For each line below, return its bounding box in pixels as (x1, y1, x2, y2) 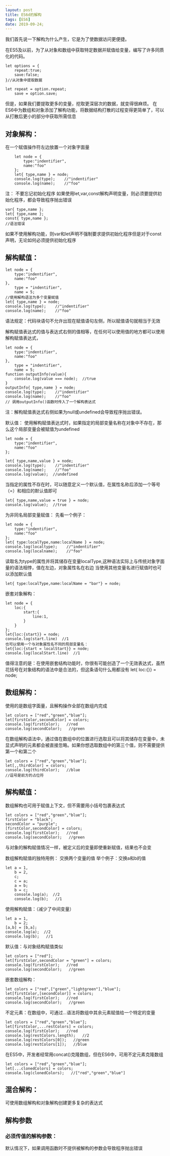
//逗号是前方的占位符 (5, 773, 44, 778)
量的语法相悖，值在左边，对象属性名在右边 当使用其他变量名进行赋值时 (5, 565, 153, 571)
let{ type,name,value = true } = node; (5, 497, 90, 503)
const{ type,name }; (5, 216, 49, 221)
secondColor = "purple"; (5, 821, 58, 826)
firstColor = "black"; (5, 817, 53, 822)
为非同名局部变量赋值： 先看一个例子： (5, 512, 87, 518)
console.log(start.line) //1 (5, 636, 69, 641)
